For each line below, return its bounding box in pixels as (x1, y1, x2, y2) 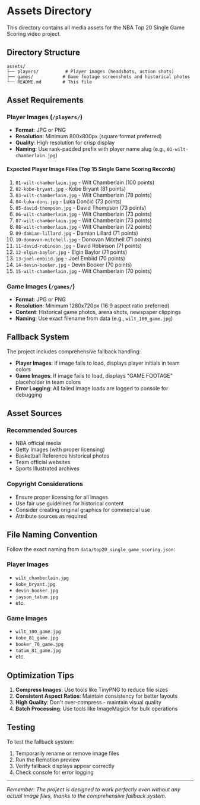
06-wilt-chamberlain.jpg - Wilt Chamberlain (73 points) (15, 210, 152, 217)
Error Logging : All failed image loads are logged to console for (15, 384, 169, 391)
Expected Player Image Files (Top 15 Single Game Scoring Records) (7, 166, 176, 173)
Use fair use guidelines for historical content (15, 499, 124, 507)
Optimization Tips (7, 670, 74, 680)
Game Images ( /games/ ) (7, 282, 75, 290)
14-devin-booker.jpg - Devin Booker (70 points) (15, 261, 132, 268)
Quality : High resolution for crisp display (15, 139, 115, 147)
